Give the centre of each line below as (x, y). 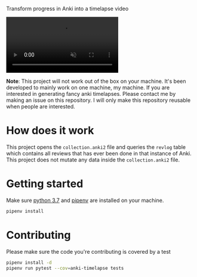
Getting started (45, 184)
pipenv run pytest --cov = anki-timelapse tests (65, 268)
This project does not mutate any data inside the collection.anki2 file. (93, 160)
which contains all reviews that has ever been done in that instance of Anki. (99, 153)
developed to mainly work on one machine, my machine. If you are (88, 88)
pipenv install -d (29, 262)
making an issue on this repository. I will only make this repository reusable (98, 100)
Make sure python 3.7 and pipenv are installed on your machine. (85, 200)
